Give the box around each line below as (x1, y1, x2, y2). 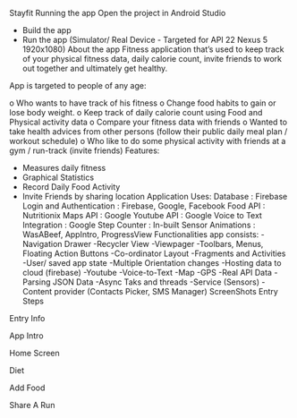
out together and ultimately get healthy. (21, 63, 168, 73)
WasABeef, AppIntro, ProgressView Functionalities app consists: (21, 229, 259, 240)
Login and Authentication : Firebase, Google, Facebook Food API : (21, 200, 266, 211)
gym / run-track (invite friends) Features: (9, 145, 160, 156)
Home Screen (9, 348, 60, 358)
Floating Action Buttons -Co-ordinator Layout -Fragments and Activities (21, 248, 286, 259)
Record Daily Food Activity (21, 182, 121, 192)
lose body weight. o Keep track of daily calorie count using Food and (9, 107, 263, 117)
